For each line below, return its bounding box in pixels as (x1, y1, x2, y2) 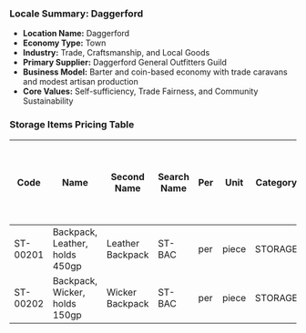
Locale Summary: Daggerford (9, 7, 144, 20)
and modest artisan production (22, 76, 139, 87)
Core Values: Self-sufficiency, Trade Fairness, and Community (22, 86, 259, 97)
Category (255, 176, 298, 188)
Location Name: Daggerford (22, 28, 130, 39)
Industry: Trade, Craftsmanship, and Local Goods (22, 47, 210, 58)
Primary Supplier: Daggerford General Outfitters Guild (22, 57, 228, 68)
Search (158, 170, 189, 183)
